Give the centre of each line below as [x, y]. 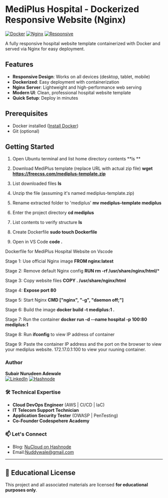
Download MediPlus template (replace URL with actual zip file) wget [82, 168]
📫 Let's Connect [26, 434]
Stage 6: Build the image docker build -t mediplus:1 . [60, 310]
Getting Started [30, 147]
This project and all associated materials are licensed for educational [77, 485]
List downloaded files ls [37, 183]
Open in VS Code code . [37, 242]
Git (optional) [26, 131]
